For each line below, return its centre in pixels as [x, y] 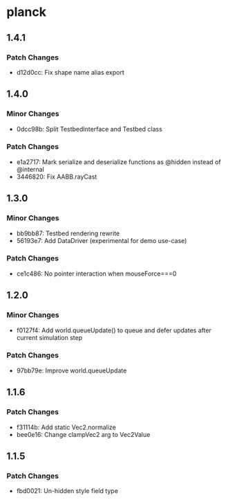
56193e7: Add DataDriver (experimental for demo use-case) [102, 240]
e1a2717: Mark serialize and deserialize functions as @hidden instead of [119, 162]
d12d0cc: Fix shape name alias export [70, 72]
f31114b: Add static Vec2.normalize [66, 427]
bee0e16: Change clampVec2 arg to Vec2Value [83, 434]
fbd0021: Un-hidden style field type [67, 491]
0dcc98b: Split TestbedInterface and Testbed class [89, 129]
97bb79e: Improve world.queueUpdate [72, 370]
